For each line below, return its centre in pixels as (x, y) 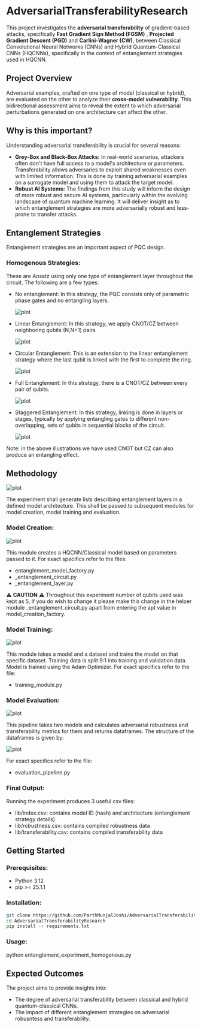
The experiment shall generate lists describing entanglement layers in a (94, 499)
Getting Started (36, 851)
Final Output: (25, 788)
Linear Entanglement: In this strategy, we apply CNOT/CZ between (97, 323)
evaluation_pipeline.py (42, 773)
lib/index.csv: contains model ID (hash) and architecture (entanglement (102, 813)
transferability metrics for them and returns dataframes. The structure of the (100, 731)
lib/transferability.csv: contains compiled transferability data (89, 832)
